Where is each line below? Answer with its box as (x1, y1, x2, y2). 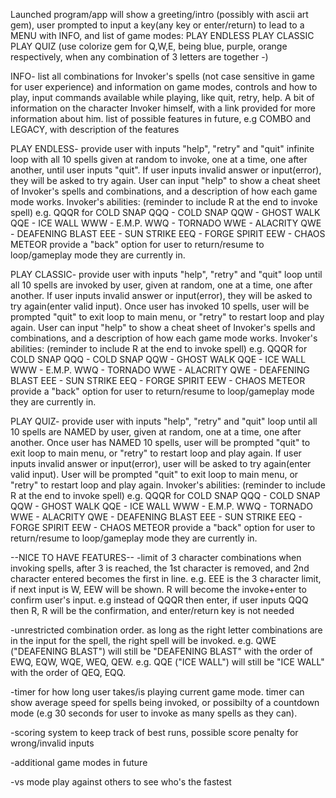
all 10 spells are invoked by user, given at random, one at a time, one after (10, 279, 313, 291)
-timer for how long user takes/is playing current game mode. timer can (10, 686, 305, 698)
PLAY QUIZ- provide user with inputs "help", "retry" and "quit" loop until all (10, 415, 318, 427)
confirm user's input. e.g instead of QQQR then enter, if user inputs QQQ (10, 594, 309, 606)
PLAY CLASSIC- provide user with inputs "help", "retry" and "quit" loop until (10, 269, 323, 280)
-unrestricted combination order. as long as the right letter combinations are (10, 624, 323, 636)
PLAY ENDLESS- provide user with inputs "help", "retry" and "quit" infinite (10, 143, 315, 154)
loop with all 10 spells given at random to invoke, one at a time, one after (10, 154, 308, 165)
